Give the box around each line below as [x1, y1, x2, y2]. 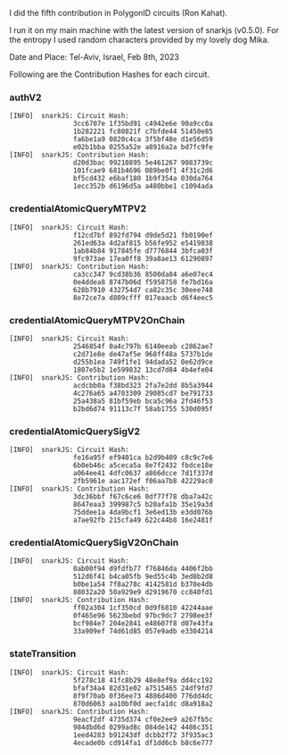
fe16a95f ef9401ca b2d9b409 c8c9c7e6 [72, 453, 214, 463]
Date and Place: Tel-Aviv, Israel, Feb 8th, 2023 [9, 52, 180, 62]
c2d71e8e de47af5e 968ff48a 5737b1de [72, 349, 214, 358]
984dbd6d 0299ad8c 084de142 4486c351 [72, 723, 214, 732]
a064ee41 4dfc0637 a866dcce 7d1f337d [72, 469, 214, 478]
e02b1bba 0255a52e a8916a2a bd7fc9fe [72, 143, 214, 152]
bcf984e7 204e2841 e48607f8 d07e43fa [72, 619, 214, 628]
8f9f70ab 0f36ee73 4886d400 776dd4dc [72, 692, 214, 700]
